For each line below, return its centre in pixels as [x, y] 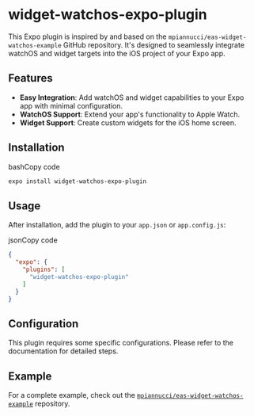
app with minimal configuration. [71, 105]
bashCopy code [34, 166]
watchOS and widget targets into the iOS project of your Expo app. [117, 53]
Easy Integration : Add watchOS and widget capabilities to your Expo [132, 97]
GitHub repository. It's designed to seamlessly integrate [154, 44]
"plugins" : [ [44, 269]
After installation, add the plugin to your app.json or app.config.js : [117, 225]
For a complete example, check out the [72, 395]
